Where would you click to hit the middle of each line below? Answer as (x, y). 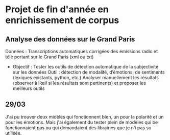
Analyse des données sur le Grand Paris (70, 39)
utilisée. (14, 133)
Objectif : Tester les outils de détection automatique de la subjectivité (86, 67)
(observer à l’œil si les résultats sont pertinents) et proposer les (79, 83)
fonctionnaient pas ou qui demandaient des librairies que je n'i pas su (78, 127)
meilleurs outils (29, 88)
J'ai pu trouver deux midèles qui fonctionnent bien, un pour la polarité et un (85, 116)
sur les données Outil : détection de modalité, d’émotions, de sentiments (89, 72)
